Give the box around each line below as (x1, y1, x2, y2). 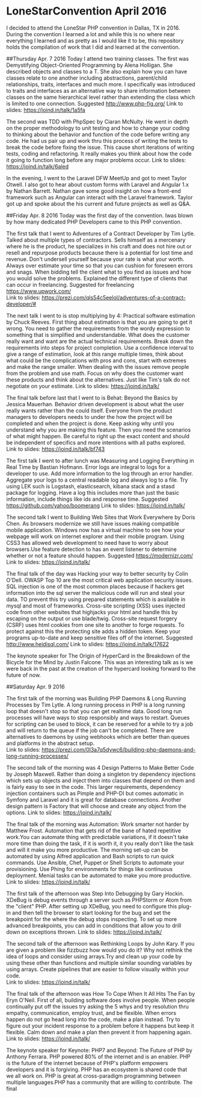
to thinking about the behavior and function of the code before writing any (6, 131, 190, 138)
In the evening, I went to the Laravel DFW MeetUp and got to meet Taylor (6, 174, 187, 181)
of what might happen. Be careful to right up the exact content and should (6, 432, 190, 439)
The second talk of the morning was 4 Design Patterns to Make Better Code (6, 764, 194, 771)
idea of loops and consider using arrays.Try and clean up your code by (6, 952, 182, 960)
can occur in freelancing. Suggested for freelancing (6, 281, 134, 288)
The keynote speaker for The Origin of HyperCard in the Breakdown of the (6, 652, 191, 659)
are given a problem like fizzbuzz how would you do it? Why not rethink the (6, 946, 192, 954)
